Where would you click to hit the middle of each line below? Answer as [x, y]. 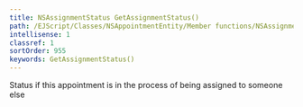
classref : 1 [32, 43]
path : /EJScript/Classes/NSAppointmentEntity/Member [110, 26]
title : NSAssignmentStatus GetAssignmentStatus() [105, 18]
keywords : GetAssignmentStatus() [72, 59]
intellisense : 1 [40, 34]
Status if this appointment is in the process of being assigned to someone [146, 85]
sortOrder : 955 [38, 51]
